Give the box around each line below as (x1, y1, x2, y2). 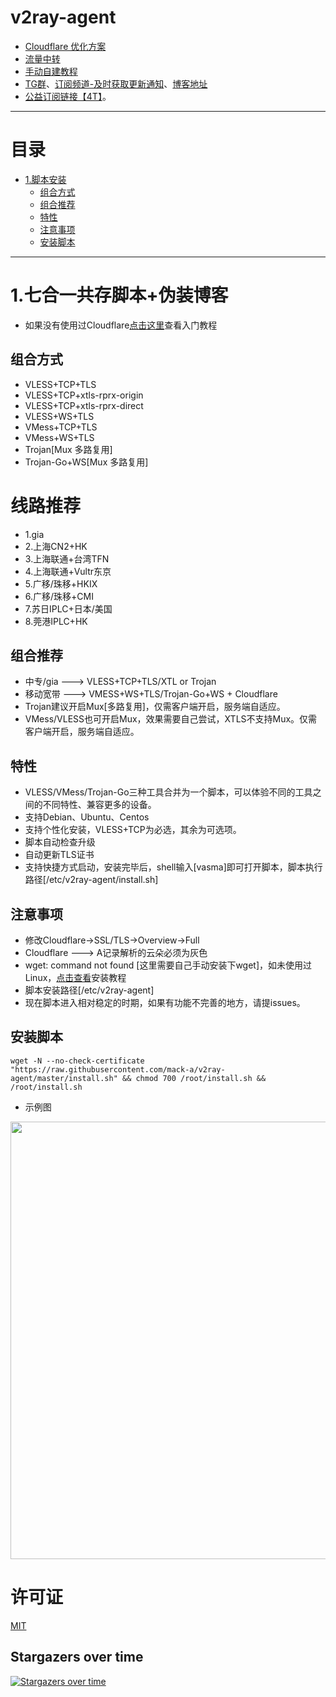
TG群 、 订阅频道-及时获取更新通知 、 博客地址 (24, 77, 208, 90)
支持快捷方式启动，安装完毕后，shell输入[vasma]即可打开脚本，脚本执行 (24, 861, 323, 873)
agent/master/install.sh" (10, 1073, 118, 1083)
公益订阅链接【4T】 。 (24, 90, 112, 102)
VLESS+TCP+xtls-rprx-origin (24, 389, 144, 401)
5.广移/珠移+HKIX (24, 577, 98, 590)
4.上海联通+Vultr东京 (24, 565, 112, 577)
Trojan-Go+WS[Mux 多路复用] (24, 456, 149, 468)
